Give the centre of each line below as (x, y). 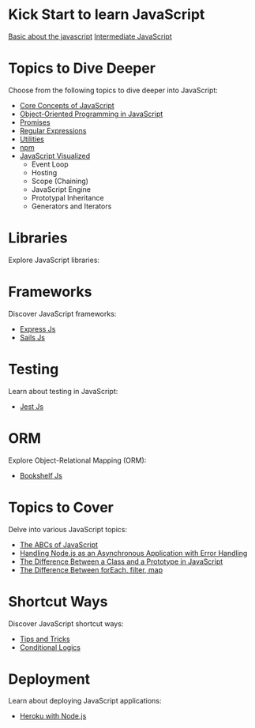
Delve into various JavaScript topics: (68, 529)
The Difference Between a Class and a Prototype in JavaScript (121, 561)
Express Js (37, 328)
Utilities (32, 139)
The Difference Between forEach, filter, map (91, 569)
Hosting (44, 172)
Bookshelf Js (41, 475)
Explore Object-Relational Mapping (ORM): (77, 460)
